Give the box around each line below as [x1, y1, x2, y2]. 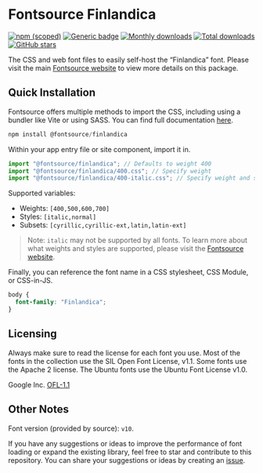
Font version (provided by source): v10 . [8, 424, 135, 433]
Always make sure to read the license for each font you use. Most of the [8, 347, 241, 358]
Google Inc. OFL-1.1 [8, 380, 70, 389]
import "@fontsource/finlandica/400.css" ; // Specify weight [8, 167, 212, 175]
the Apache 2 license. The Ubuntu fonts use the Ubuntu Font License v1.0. [8, 365, 248, 374]
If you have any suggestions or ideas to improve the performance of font [8, 438, 243, 448]
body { [8, 291, 30, 299]
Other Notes [8, 402, 69, 417]
